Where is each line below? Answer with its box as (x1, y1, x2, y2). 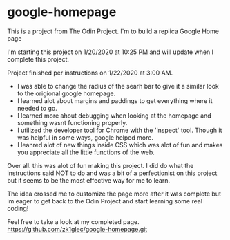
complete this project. (7, 55, 70, 63)
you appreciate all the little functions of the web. (17, 148, 155, 156)
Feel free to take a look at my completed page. (7, 217, 140, 225)
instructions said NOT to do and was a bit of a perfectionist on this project (7, 169, 218, 177)
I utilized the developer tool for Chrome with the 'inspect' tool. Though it (17, 126, 222, 134)
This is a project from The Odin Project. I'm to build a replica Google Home (7, 27, 220, 35)
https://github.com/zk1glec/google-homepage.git (7, 225, 148, 233)
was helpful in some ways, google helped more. (17, 133, 154, 142)
